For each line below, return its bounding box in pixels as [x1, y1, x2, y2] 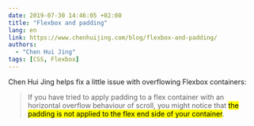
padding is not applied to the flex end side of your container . [27, 109, 225, 118]
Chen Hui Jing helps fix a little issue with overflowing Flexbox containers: [8, 76, 247, 87]
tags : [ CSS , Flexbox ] [8, 56, 80, 64]
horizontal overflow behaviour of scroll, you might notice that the [27, 100, 239, 110]
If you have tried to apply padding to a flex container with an [27, 92, 225, 102]
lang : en [8, 26, 37, 34]
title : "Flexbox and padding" [8, 19, 108, 27]
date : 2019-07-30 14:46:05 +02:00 [8, 11, 123, 20]
